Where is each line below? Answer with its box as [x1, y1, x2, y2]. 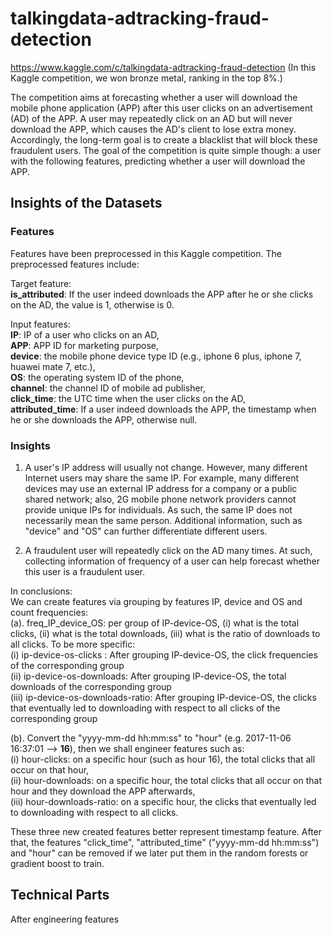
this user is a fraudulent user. [24, 565, 145, 577]
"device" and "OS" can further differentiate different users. [24, 525, 268, 537]
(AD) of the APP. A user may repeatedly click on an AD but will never [10, 112, 293, 124]
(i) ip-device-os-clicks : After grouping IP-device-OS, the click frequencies [10, 648, 318, 661]
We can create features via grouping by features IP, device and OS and [10, 595, 303, 607]
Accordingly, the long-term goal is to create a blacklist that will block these [10, 133, 318, 146]
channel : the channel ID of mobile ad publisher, [10, 382, 207, 394]
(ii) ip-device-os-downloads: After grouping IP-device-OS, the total [10, 670, 287, 682]
